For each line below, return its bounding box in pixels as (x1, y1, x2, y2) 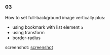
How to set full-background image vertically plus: (5, 15, 106, 21)
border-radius (12, 35, 41, 41)
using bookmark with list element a (12, 24, 83, 30)
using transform (12, 30, 45, 36)
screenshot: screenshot (5, 45, 53, 51)
